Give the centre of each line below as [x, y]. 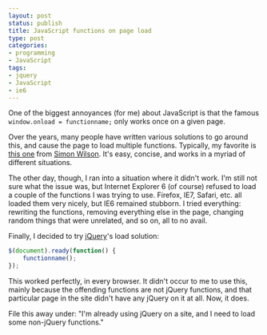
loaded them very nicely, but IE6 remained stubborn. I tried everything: [125, 204]
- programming [32, 53]
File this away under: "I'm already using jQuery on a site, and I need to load [132, 314]
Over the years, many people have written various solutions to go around [128, 137]
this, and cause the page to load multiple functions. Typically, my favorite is [132, 146]
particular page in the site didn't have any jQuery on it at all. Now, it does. [129, 298]
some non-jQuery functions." [56, 322]
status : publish [35, 23]
